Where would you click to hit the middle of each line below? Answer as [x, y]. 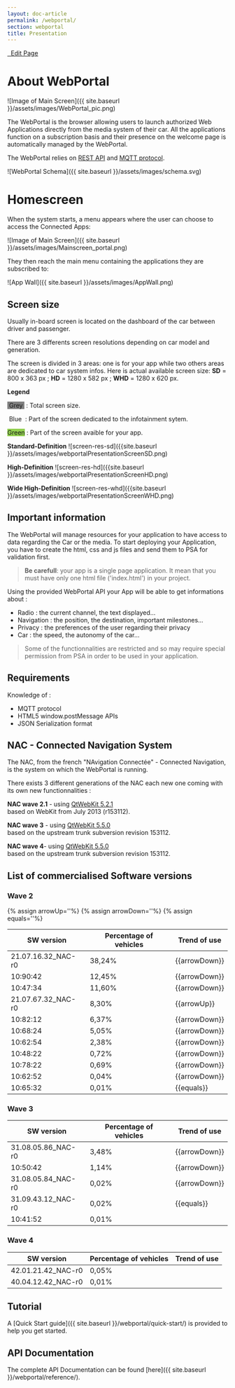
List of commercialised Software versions [100, 876]
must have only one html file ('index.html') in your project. [107, 578]
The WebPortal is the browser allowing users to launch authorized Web [109, 122]
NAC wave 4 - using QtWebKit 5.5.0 [58, 846]
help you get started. [37, 1331]
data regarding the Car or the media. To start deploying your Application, [112, 542]
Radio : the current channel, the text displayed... [86, 612]
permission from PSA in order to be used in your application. [112, 655]
